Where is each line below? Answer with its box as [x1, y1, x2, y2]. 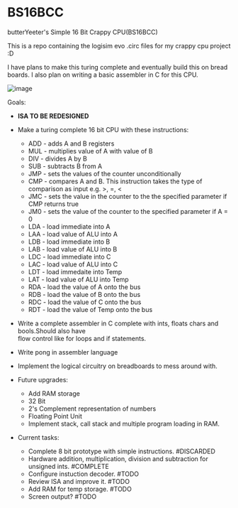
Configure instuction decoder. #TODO [28, 470, 140, 478]
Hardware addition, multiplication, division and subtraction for [28, 454, 209, 463]
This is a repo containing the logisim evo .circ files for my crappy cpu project [7, 41, 232, 50]
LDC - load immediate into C [28, 252, 111, 261]
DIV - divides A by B [28, 154, 87, 163]
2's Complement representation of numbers [28, 404, 157, 413]
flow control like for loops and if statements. [17, 334, 147, 342]
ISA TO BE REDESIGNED [17, 112, 89, 120]
